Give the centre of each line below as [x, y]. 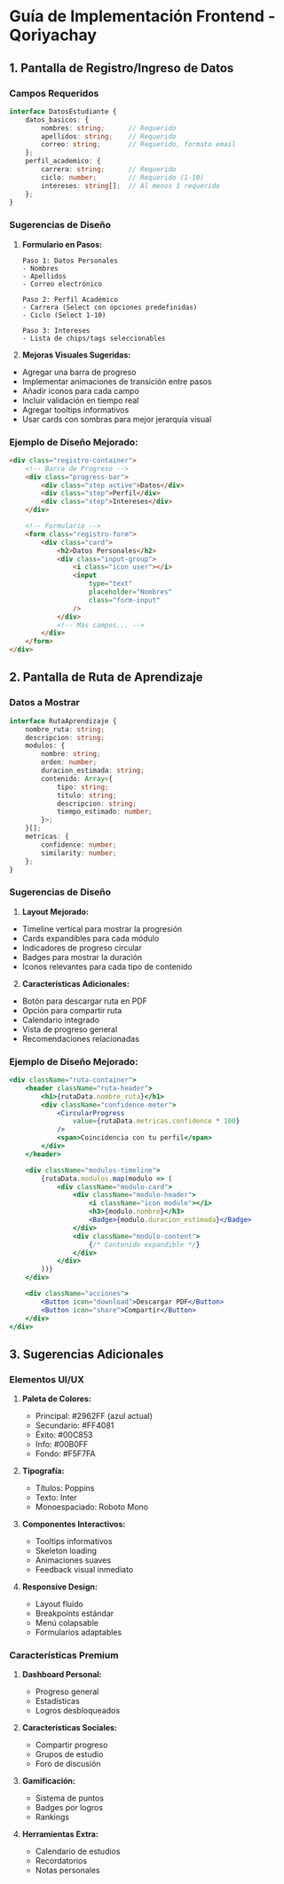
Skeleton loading [66, 1551]
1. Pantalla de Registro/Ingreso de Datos [122, 68]
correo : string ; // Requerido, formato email [139, 145]
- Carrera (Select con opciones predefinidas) [110, 307]
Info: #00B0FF [62, 1445]
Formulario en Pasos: [62, 244]
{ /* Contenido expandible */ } [144, 1244]
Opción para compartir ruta [72, 1010]
